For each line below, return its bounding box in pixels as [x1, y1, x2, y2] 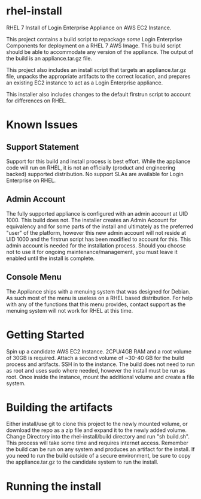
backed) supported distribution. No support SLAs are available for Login [6, 170, 184, 177]
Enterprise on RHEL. [6, 177, 56, 184]
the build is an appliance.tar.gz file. [6, 55, 93, 62]
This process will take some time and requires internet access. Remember [6, 439, 188, 447]
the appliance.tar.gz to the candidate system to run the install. [6, 458, 159, 465]
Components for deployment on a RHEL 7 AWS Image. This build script [6, 42, 181, 49]
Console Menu [6, 272, 62, 282]
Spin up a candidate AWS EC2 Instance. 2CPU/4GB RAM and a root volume [6, 347, 192, 355]
